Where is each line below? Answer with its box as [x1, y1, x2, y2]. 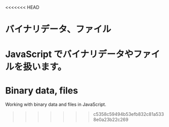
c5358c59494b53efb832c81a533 [93, 111, 164, 117]
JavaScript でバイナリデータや [5, 49, 134, 60]
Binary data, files [5, 84, 78, 96]
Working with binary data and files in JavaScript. [5, 101, 106, 108]
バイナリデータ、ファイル [5, 24, 111, 35]
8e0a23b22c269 [93, 116, 129, 123]
